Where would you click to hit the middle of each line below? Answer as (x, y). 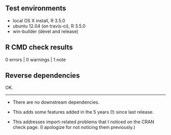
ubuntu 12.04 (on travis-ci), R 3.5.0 (49, 26)
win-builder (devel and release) (46, 31)
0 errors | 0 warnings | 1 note (36, 59)
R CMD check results (39, 47)
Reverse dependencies (42, 76)
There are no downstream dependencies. (56, 102)
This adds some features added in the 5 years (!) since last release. (83, 112)
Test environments (36, 8)
